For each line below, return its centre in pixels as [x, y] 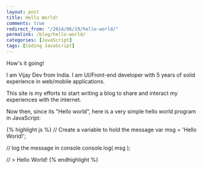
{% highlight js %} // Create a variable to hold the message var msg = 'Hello [101, 129]
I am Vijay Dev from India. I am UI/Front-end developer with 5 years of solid [101, 75]
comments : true [26, 23]
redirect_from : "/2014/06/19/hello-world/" [62, 29]
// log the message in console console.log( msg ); [69, 148]
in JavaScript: [23, 118]
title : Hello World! [33, 18]
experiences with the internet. [44, 99]
